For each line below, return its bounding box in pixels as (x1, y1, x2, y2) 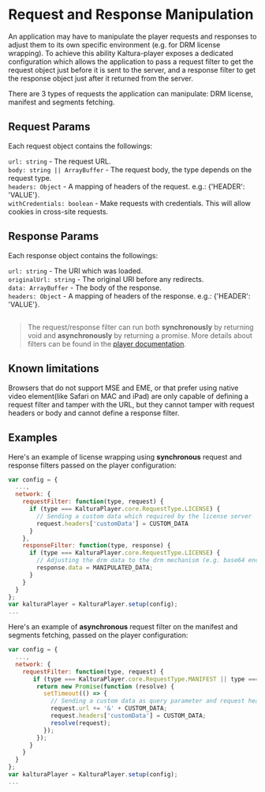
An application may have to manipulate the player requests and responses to (8, 32, 257, 41)
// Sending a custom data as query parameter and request (50, 697, 245, 705)
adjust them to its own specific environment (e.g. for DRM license (8, 39, 221, 49)
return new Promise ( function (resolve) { (36, 682, 175, 690)
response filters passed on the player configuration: (8, 460, 177, 470)
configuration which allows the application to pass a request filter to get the (8, 57, 254, 66)
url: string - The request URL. (8, 156, 111, 166)
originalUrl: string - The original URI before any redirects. (8, 274, 204, 283)
